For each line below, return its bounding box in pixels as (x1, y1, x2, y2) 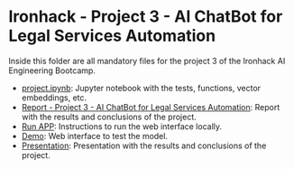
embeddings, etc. (21, 92, 87, 103)
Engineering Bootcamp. (8, 65, 96, 76)
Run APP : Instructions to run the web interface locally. (21, 120, 223, 132)
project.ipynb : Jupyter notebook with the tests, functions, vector (21, 82, 262, 93)
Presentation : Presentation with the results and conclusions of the (21, 140, 267, 151)
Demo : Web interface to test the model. (21, 130, 169, 141)
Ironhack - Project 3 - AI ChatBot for (8, 6, 283, 27)
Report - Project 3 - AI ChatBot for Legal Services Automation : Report (21, 101, 280, 112)
